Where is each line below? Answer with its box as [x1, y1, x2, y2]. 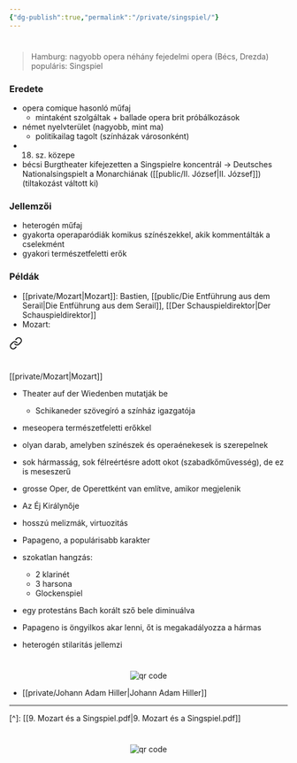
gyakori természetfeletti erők [21, 249, 127, 259]
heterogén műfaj [21, 220, 82, 231]
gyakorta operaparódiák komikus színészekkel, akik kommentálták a [21, 229, 271, 240]
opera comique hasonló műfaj [21, 103, 131, 113]
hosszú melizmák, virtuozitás [21, 517, 128, 528]
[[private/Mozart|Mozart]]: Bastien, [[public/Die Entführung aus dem [21, 290, 270, 301]
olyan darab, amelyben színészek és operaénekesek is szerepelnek [21, 439, 269, 450]
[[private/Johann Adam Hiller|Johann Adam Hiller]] [21, 688, 208, 698]
